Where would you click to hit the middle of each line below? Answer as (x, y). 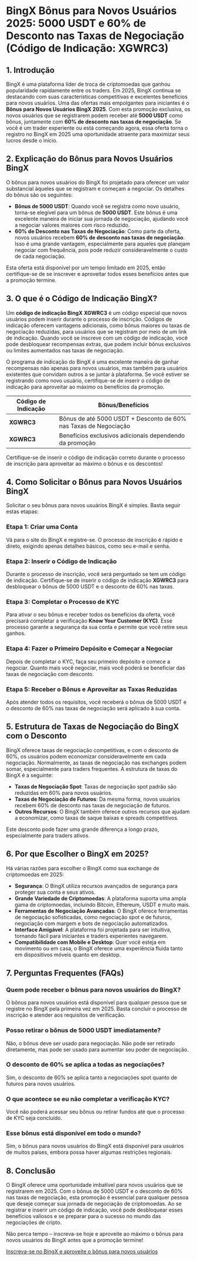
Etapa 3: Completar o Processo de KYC (63, 601)
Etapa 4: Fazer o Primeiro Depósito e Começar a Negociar (89, 648)
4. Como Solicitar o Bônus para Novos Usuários (94, 482)
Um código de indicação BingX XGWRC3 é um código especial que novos (96, 312)
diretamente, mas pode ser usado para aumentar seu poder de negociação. (97, 1049)
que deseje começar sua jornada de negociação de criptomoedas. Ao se (94, 1204)
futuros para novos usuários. (41, 1083)
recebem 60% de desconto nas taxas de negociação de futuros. (92, 805)
